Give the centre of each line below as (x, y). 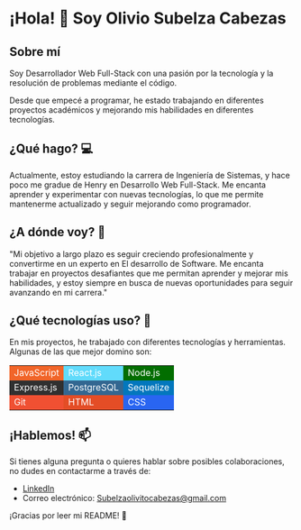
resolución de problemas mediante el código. (93, 83)
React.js (85, 373)
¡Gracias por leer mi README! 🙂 (68, 516)
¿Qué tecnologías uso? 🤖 (80, 320)
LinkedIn (38, 489)
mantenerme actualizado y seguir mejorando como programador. (130, 204)
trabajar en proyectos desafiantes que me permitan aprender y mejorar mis (149, 273)
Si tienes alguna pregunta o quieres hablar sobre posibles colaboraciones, (147, 461)
